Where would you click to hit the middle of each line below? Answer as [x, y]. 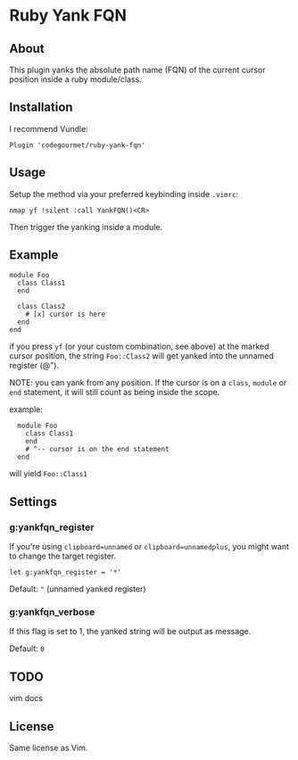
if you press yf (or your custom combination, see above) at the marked [139, 347]
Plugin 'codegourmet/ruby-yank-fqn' [77, 145]
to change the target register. [63, 556]
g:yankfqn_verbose [52, 612]
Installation [41, 107]
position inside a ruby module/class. [76, 79]
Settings [33, 502]
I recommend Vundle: [49, 128]
